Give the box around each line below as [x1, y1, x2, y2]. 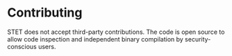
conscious [7, 42, 37, 50]
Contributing [7, 5, 83, 21]
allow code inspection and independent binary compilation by [7, 35, 184, 43]
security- [185, 35, 211, 43]
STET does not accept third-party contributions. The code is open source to [7, 28, 225, 36]
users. [38, 42, 56, 50]
